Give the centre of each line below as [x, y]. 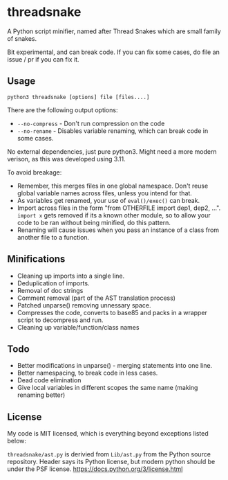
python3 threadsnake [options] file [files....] [78, 97]
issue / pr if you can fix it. [43, 59]
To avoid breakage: [35, 172]
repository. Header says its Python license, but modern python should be [111, 462]
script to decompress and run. [60, 320]
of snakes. [22, 38]
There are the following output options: [63, 110]
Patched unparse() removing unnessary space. [84, 305]
